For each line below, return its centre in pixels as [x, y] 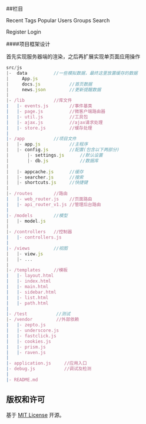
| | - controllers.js [34, 237]
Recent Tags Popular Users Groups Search [58, 20]
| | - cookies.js [29, 341]
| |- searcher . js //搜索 [45, 177]
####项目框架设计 [28, 44]
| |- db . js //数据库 [52, 161]
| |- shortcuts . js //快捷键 [47, 183]
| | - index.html [29, 281]
